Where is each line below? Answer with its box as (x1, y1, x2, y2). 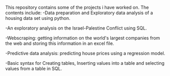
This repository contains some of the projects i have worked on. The (5, 5, 149, 10)
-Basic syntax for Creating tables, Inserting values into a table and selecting (5, 60, 165, 66)
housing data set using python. (5, 15, 70, 21)
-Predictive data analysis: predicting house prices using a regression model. (5, 50, 165, 56)
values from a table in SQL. (5, 66, 62, 71)
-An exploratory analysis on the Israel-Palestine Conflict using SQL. (5, 25, 147, 31)
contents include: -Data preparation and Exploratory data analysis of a (5, 10, 153, 16)
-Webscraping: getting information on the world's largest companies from (5, 35, 160, 41)
